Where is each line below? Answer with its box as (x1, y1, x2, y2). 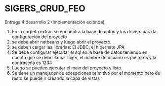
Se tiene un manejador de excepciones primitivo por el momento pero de (11, 70, 161, 76)
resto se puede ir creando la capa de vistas (11, 75, 100, 81)
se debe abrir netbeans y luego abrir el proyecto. (11, 39, 112, 44)
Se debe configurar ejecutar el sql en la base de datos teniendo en (11, 49, 148, 55)
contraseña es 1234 (11, 60, 52, 65)
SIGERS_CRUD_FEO (4, 3, 86, 14)
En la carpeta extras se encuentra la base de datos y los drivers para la (11, 28, 157, 34)
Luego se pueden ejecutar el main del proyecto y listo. (11, 64, 123, 71)
